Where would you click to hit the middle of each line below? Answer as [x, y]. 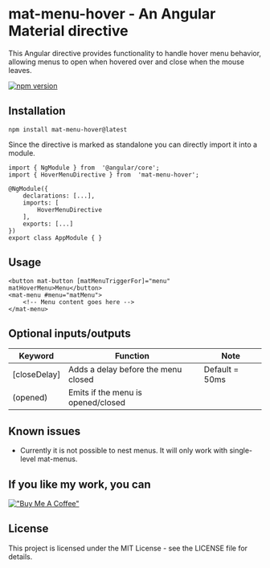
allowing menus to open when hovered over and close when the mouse [127, 62]
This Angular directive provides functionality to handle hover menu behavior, [135, 53]
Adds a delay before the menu [125, 370]
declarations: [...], [59, 196]
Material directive [68, 31]
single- [241, 451]
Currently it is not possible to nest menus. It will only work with [123, 451]
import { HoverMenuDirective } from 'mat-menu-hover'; [104, 174]
